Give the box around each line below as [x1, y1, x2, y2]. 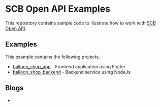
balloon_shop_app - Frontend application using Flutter [12, 63, 126, 69]
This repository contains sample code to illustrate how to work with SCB [5, 20, 156, 26]
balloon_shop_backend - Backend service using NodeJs [12, 69, 131, 75]
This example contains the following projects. [5, 53, 100, 60]
